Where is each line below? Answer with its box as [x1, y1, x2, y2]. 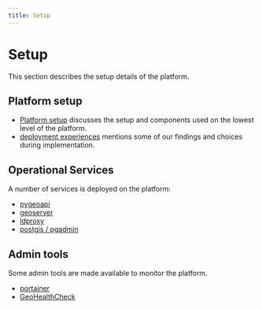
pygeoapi [19, 199, 50, 209]
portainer [19, 284, 50, 292]
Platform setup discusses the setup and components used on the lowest [19, 115, 254, 125]
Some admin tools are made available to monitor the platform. [8, 269, 208, 277]
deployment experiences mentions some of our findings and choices [19, 132, 243, 142]
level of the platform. [19, 124, 87, 133]
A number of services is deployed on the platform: [8, 184, 172, 194]
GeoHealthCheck [19, 292, 76, 301]
